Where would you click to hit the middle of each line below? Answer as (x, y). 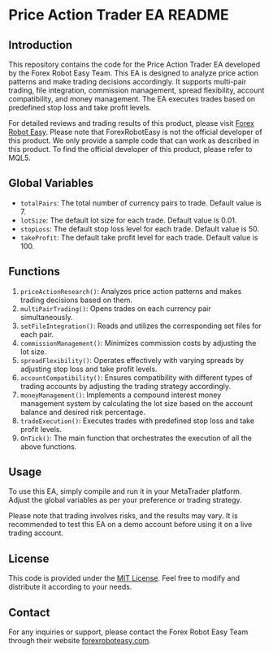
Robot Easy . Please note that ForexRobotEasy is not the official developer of (135, 132)
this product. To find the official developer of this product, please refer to (130, 149)
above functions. (48, 446)
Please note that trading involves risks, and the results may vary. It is (123, 516)
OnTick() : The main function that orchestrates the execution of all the (136, 438)
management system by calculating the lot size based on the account (136, 403)
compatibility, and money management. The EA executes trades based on (132, 99)
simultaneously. (46, 317)
